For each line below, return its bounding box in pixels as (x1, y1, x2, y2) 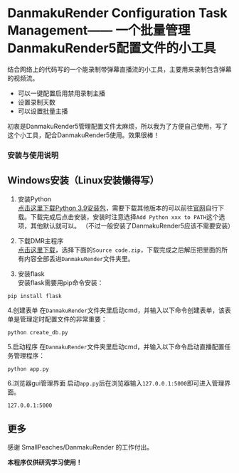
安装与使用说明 (7, 150, 59, 160)
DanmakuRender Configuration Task (7, 5, 228, 21)
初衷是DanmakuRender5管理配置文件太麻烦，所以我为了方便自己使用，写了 (7, 122, 228, 130)
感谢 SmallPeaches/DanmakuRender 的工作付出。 (7, 443, 154, 452)
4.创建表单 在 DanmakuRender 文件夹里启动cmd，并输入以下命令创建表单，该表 (7, 306, 231, 314)
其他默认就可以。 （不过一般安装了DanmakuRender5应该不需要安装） (30, 221, 235, 230)
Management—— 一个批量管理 (7, 23, 191, 38)
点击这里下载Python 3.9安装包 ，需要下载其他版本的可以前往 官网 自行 (17, 203, 218, 212)
